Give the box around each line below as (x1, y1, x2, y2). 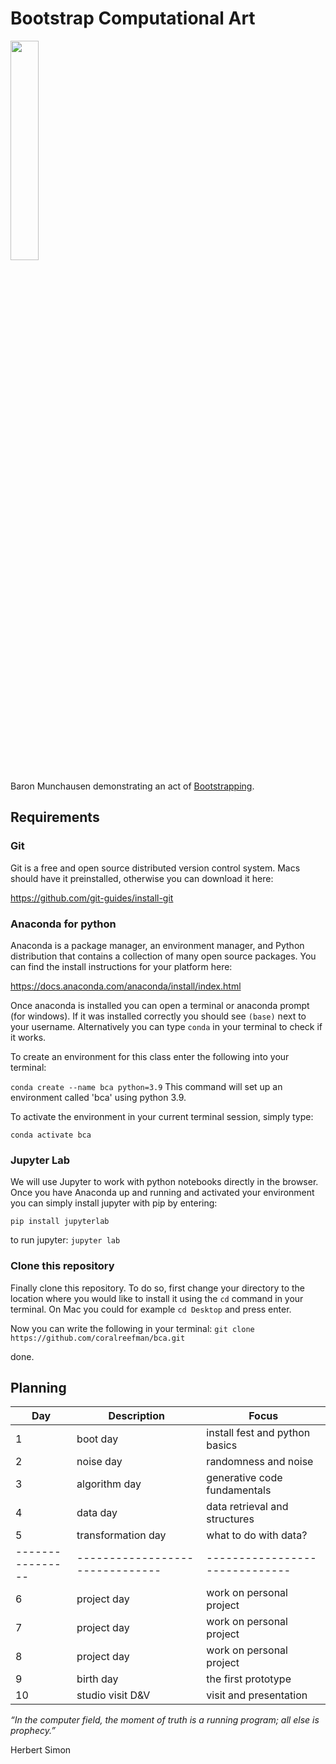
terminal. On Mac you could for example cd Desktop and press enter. (10, 1303, 292, 1315)
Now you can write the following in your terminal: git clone (10, 1322, 255, 1334)
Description (108, 1409, 165, 1423)
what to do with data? (206, 1528, 308, 1542)
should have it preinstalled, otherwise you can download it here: (10, 872, 274, 884)
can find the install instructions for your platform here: (10, 960, 233, 972)
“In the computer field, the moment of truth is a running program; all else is (10, 1714, 320, 1726)
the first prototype (206, 1672, 292, 1686)
